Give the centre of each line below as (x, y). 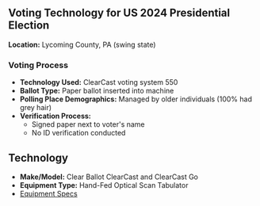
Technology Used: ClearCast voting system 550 (99, 82)
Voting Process (38, 65)
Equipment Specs (48, 193)
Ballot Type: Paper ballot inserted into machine (97, 91)
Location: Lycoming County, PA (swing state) (82, 44)
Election (29, 26)
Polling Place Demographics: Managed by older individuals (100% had (136, 99)
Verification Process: (55, 116)
